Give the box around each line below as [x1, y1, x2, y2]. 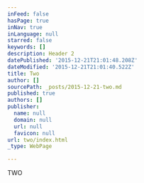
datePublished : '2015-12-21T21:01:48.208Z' [7, 57, 138, 64]
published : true [7, 90, 55, 97]
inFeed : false [7, 10, 50, 18]
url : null [13, 122, 43, 130]
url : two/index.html [7, 136, 69, 143]
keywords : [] [7, 43, 46, 51]
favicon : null [13, 130, 55, 137]
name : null [13, 110, 46, 117]
